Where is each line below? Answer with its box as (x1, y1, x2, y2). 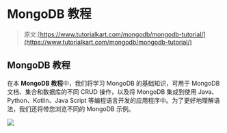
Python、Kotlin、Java (7, 96, 68, 104)
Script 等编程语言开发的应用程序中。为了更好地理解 (69, 96, 214, 104)
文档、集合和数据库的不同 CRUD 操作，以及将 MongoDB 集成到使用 (7, 87, 197, 96)
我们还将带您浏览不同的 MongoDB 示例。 (18, 104, 135, 113)
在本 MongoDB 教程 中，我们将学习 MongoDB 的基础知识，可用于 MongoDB (7, 79, 220, 87)
